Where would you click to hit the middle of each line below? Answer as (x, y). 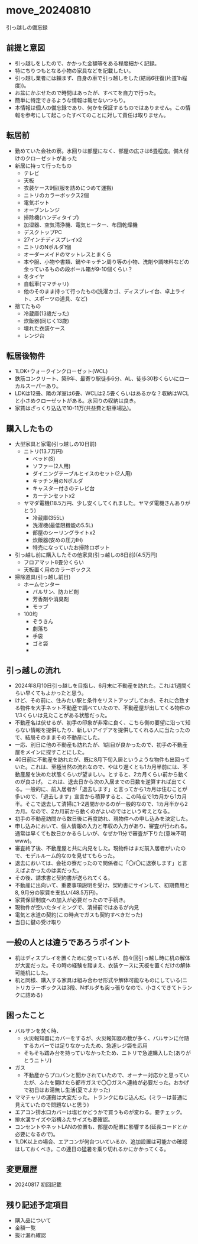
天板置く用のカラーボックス (57, 570)
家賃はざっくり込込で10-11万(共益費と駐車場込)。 (74, 408)
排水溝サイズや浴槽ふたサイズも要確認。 (64, 1119)
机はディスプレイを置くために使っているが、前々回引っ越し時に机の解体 (102, 958)
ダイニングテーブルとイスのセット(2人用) (82, 474)
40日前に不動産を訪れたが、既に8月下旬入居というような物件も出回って (102, 759)
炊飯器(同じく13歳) (46, 320)
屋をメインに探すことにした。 (51, 752)
